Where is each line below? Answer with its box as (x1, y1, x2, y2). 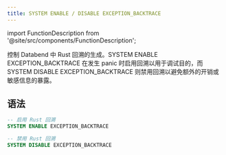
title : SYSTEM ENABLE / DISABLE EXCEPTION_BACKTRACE (7, 10, 161, 17)
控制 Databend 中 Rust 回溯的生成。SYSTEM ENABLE (7, 50, 158, 58)
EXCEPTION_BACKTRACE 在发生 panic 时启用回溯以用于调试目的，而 (7, 59, 203, 67)
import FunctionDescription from (7, 29, 100, 37)
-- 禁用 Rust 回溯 (7, 135, 56, 143)
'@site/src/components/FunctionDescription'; (7, 36, 136, 45)
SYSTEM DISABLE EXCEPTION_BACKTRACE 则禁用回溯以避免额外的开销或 (7, 67, 220, 75)
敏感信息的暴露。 (7, 76, 56, 84)
